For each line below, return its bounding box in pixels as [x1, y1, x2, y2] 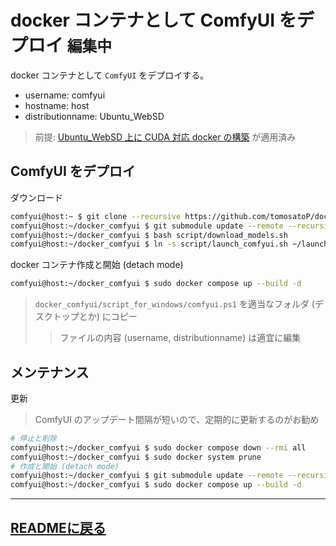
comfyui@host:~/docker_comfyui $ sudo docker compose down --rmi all [10, 442, 307, 453]
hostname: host [24, 99, 90, 111]
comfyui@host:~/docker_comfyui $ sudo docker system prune [10, 452, 262, 462]
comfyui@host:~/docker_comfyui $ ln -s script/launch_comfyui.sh [10, 239, 288, 250]
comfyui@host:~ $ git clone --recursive [10, 211, 182, 221]
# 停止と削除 [10, 433, 57, 443]
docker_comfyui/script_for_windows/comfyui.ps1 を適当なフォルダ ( [34, 298, 315, 310]
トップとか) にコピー [52, 311, 138, 323]
